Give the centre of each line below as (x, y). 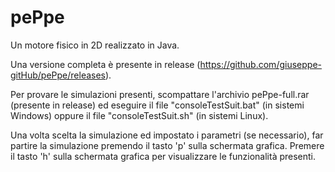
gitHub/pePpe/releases (58, 75)
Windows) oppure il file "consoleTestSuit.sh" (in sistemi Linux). (139, 115)
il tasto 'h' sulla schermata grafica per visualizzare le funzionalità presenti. (163, 156)
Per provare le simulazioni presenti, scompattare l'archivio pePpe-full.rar (160, 94)
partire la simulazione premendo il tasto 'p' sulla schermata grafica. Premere (167, 145)
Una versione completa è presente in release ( (105, 64)
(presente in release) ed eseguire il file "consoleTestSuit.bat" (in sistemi (157, 105)
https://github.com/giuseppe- (260, 64)
